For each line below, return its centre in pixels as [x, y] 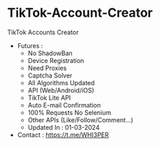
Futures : [30, 45]
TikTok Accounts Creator [43, 32]
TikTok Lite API [49, 97]
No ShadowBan [50, 53]
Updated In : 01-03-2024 [64, 127]
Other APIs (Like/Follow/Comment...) [81, 119]
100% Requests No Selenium [70, 112]
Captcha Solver [50, 75]
